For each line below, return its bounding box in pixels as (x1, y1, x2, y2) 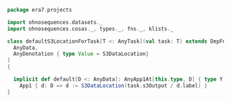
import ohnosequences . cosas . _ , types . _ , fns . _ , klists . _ (7, 25, 174, 32)
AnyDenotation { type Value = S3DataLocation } (13, 50, 149, 58)
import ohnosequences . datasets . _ (7, 19, 103, 25)
